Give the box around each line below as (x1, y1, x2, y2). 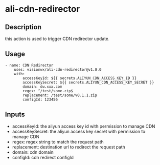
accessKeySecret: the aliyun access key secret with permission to (12, 128, 146, 134)
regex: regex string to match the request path (12, 139, 104, 144)
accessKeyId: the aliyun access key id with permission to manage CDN (12, 123, 156, 129)
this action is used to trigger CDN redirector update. (5, 36, 110, 41)
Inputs (5, 110, 25, 119)
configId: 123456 (23, 97, 58, 102)
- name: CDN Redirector (5, 62, 54, 68)
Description (5, 23, 42, 31)
